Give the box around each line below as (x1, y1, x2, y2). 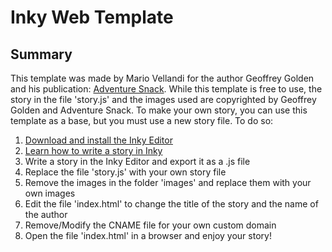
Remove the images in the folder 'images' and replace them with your (24, 177, 312, 188)
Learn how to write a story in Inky (24, 145, 163, 156)
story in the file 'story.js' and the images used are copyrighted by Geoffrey (10, 94, 317, 105)
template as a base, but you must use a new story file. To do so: (10, 115, 274, 126)
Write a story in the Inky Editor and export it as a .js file (24, 156, 251, 167)
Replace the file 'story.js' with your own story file (24, 166, 227, 178)
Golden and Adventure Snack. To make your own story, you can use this (10, 104, 308, 116)
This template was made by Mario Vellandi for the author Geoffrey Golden (10, 72, 315, 84)
